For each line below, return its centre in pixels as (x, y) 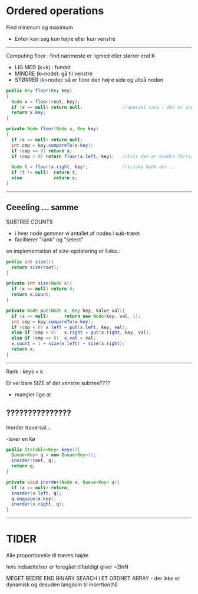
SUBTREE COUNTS (29, 222)
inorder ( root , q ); (34, 461)
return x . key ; (29, 113)
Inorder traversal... (29, 427)
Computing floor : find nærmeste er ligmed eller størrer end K (80, 56)
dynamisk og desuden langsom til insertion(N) (62, 585)
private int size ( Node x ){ (39, 283)
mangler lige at (33, 394)
